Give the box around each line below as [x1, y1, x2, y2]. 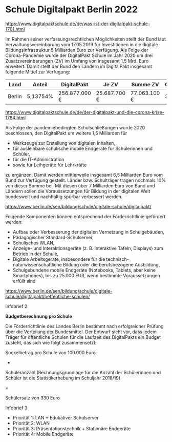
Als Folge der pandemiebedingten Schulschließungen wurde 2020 [5, 124, 145, 130]
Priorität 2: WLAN [12, 420, 50, 426]
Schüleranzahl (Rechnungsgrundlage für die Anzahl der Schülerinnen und [5, 369, 161, 375]
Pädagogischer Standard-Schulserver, [12, 234, 94, 240]
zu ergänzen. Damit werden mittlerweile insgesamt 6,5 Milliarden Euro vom [5, 171, 163, 178]
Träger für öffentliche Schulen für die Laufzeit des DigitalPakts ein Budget [5, 334, 161, 340]
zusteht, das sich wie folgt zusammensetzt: [5, 339, 97, 345]
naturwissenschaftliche [12, 261, 62, 267]
